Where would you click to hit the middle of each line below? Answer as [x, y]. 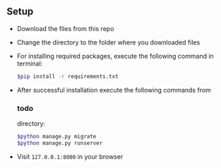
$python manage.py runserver [60, 143]
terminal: [30, 64]
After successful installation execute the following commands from [114, 90]
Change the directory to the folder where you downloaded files [108, 42]
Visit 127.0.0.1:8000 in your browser [70, 156]
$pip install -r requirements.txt [67, 76]
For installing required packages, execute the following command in [115, 56]
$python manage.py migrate [56, 136]
